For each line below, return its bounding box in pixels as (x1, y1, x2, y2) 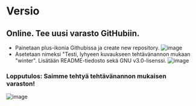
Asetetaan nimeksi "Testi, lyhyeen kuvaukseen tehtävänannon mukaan (14, 51, 191, 58)
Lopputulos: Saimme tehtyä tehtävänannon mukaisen (6, 72, 167, 80)
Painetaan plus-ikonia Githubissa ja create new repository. (14, 44, 160, 51)
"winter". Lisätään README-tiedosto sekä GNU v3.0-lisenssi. (14, 57, 167, 64)
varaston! (6, 79, 35, 88)
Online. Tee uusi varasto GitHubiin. (6, 28, 140, 39)
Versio (6, 4, 40, 18)
